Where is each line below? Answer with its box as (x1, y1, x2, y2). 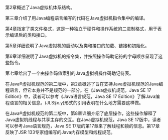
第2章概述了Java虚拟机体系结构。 (5, 5, 75, 10)
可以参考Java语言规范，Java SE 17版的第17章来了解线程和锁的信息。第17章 (5, 123, 160, 129)
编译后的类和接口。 (9, 32, 49, 38)
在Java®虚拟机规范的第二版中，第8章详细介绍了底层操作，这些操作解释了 (5, 110, 157, 116)
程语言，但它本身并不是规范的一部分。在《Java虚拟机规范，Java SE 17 (5, 87, 151, 93)
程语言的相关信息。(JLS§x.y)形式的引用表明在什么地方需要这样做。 (5, 100, 144, 105)
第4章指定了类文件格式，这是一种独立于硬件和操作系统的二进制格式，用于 (5, 26, 158, 32)
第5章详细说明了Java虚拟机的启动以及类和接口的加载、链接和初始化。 (5, 43, 149, 49)
